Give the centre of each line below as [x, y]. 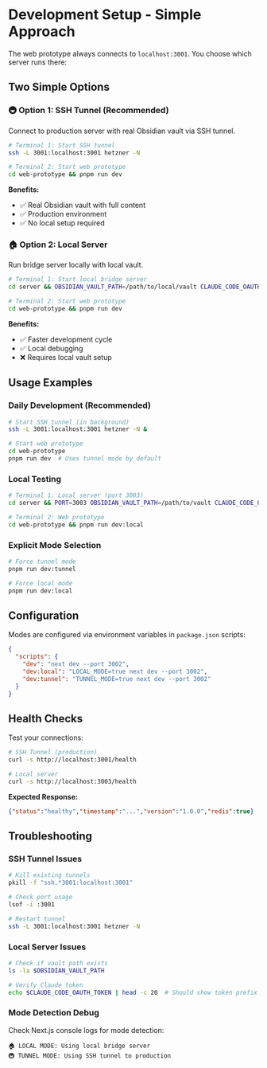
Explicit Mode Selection [55, 545]
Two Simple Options [59, 87]
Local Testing [35, 479]
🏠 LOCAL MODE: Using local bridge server [79, 1046]
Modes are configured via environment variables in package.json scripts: [127, 635]
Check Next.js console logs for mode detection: [86, 1030]
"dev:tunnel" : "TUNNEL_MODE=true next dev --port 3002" [117, 679]
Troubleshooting [50, 837]
